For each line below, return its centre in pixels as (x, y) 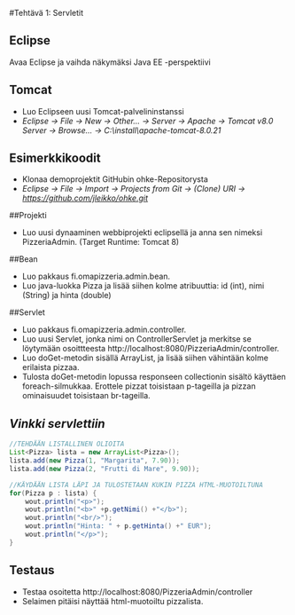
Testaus (32, 570)
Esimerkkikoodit (55, 158)
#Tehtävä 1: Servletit (47, 13)
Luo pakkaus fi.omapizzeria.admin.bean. (96, 276)
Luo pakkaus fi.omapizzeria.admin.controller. (104, 330)
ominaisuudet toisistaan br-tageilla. (86, 396)
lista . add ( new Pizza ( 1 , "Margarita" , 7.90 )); (94, 461)
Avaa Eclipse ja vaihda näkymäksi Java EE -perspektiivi (110, 62)
